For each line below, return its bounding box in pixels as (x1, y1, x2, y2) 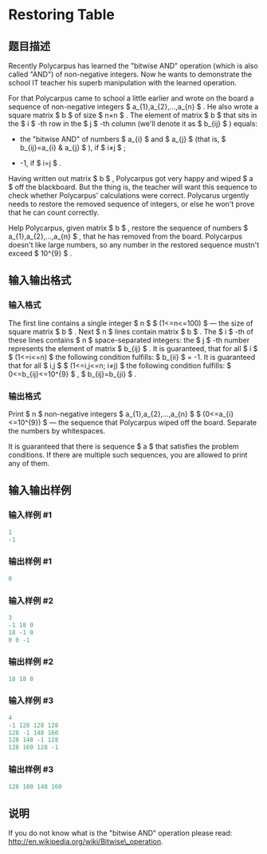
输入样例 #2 (8, 595, 54, 606)
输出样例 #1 (8, 556, 52, 567)
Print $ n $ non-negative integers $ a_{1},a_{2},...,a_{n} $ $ (8, 409, 202, 418)
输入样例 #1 (8, 509, 52, 520)
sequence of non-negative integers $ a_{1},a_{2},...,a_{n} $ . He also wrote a (8, 102, 259, 111)
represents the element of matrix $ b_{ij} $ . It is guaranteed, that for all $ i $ (8, 343, 258, 353)
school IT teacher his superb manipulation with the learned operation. (8, 78, 238, 87)
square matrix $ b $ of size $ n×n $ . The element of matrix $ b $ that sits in (8, 110, 257, 120)
